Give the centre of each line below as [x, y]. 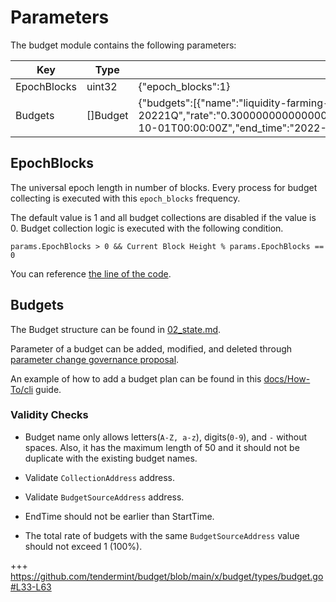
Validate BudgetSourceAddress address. [104, 497]
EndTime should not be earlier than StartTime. [119, 516]
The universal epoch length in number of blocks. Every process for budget [164, 187]
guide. [48, 389]
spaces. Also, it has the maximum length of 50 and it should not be [162, 447]
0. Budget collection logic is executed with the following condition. [147, 228]
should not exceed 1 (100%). [83, 546]
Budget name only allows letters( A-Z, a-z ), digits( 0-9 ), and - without [166, 437]
